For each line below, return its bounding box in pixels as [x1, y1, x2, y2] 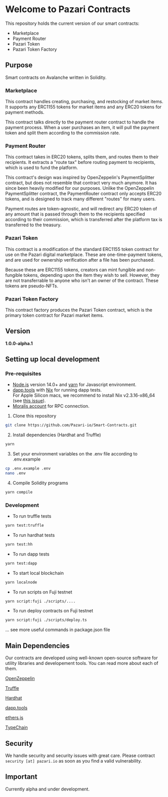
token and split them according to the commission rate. [5, 130, 120, 136]
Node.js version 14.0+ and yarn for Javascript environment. [12, 382, 137, 388]
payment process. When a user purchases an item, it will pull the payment [5, 124, 159, 131]
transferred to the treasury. [5, 222, 62, 228]
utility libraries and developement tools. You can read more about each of [5, 660, 158, 666]
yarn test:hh [5, 541, 33, 547]
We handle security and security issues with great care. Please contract [5, 752, 155, 759]
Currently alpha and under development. [5, 786, 90, 792]
